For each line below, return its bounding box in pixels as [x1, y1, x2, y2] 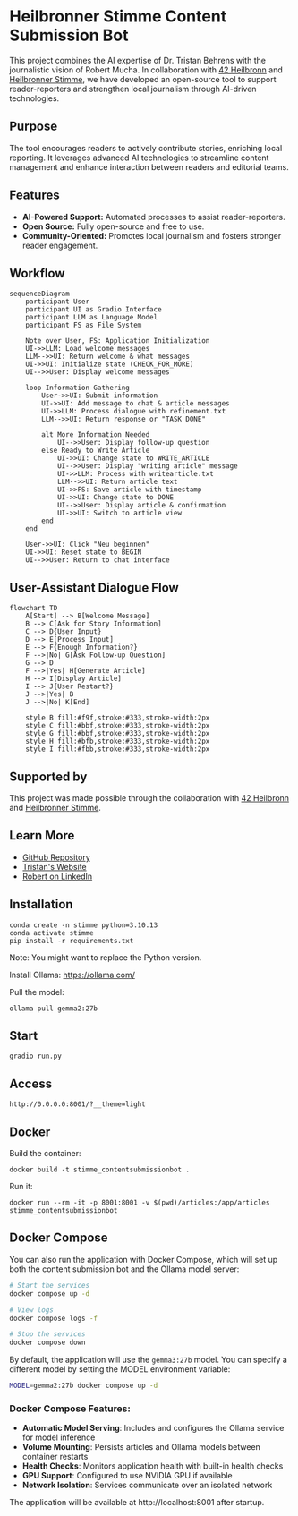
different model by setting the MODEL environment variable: [9, 1364, 231, 1375]
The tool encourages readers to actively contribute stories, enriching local [9, 142, 283, 153]
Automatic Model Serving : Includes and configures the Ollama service [21, 1423, 285, 1434]
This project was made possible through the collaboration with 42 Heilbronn [9, 793, 289, 803]
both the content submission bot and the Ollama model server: [9, 1264, 240, 1274]
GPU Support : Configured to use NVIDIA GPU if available [21, 1470, 233, 1481]
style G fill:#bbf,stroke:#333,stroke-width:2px [25, 729, 210, 738]
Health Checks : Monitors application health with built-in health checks [21, 1461, 284, 1471]
